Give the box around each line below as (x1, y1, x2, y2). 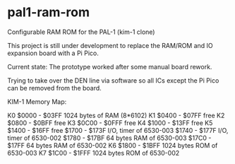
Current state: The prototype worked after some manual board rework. (7, 62, 212, 71)
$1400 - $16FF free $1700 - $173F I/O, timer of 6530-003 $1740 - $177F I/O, (7, 126, 229, 134)
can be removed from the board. (7, 83, 102, 92)
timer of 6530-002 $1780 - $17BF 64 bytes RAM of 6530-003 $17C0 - (7, 134, 212, 142)
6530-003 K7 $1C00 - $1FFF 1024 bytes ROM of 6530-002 (7, 148, 180, 157)
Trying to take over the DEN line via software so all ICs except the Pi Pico (7, 76, 219, 85)
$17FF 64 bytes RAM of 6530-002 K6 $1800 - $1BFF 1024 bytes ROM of (7, 141, 218, 149)
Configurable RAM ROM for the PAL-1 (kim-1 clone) (7, 28, 155, 36)
